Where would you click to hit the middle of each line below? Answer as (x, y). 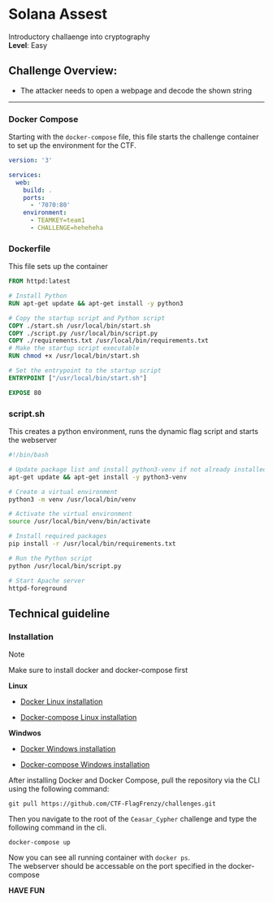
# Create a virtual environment (63, 492)
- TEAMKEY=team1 (57, 220)
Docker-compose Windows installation (85, 765)
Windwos (25, 733)
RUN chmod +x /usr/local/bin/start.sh (74, 356)
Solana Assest (58, 14)
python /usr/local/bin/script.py (65, 566)
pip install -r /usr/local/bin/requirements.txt (92, 544)
